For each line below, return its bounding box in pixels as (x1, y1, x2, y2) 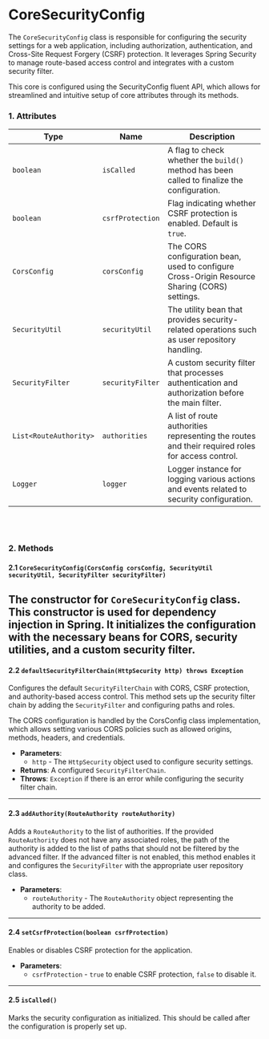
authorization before (167, 388, 244, 399)
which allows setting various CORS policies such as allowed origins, (8, 724, 232, 734)
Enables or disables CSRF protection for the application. (8, 945, 193, 955)
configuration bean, (167, 251, 242, 262)
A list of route (167, 411, 219, 422)
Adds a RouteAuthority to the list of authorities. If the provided (8, 826, 214, 836)
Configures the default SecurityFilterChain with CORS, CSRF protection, (8, 684, 250, 693)
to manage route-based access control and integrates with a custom (8, 58, 235, 67)
